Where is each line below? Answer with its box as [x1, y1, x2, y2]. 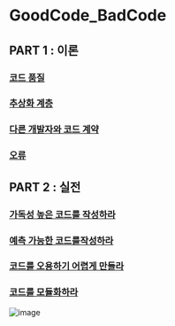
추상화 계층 [9, 97, 54, 110]
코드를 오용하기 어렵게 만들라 [9, 260, 125, 273]
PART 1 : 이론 [9, 43, 79, 58]
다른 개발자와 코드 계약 [9, 123, 100, 136]
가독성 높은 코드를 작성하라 [9, 208, 117, 221]
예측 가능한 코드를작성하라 [9, 234, 114, 246]
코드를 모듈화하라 [9, 286, 79, 299]
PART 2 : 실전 [9, 179, 81, 195]
